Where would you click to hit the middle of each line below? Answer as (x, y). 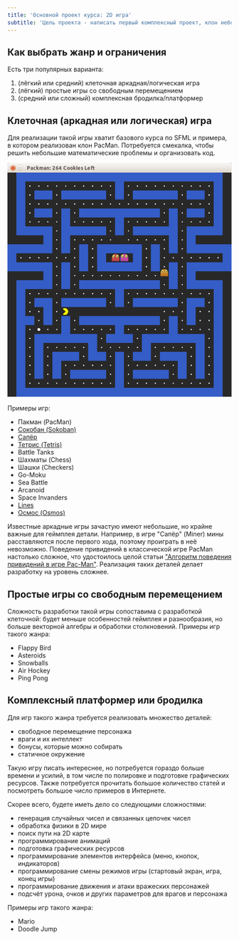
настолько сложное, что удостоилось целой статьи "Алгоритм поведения (119, 557)
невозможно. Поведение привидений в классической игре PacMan (110, 549)
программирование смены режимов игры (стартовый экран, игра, (119, 871)
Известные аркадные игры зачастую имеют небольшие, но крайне (110, 527)
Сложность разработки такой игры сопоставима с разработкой (105, 611)
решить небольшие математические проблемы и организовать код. (111, 153)
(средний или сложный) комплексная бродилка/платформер (110, 98)
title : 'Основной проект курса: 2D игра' (70, 15)
